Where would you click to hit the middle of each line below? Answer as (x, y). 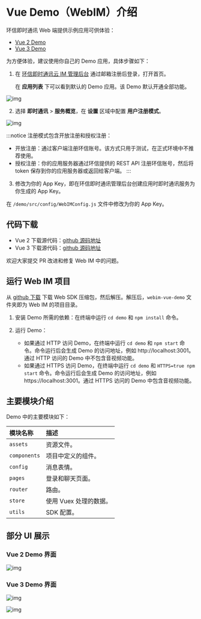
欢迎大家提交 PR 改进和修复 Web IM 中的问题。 (64, 260)
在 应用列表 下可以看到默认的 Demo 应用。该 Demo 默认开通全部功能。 (102, 86)
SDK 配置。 (62, 513)
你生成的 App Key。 (39, 191)
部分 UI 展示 (28, 536)
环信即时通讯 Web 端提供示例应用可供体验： (61, 30)
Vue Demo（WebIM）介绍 (72, 12)
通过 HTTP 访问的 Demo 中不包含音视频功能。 (81, 358)
